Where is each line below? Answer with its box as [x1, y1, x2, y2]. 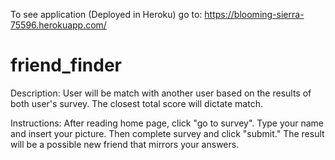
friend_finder [10, 54, 122, 77]
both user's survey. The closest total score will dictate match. [10, 97, 263, 109]
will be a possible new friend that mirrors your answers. [10, 138, 240, 150]
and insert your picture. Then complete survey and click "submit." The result [10, 127, 325, 139]
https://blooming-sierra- [204, 9, 305, 20]
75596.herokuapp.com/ [10, 19, 107, 31]
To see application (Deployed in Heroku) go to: [10, 9, 203, 20]
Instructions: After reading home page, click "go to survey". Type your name [10, 117, 324, 129]
